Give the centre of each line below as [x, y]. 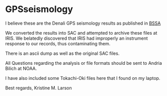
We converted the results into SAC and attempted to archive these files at [81, 33]
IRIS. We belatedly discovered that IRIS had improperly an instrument [77, 38]
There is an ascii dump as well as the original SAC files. [62, 53]
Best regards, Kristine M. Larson [38, 88]
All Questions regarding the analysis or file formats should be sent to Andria [84, 63]
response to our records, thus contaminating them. [58, 43]
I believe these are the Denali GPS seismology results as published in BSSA [83, 23]
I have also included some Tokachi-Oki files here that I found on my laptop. [83, 78]
